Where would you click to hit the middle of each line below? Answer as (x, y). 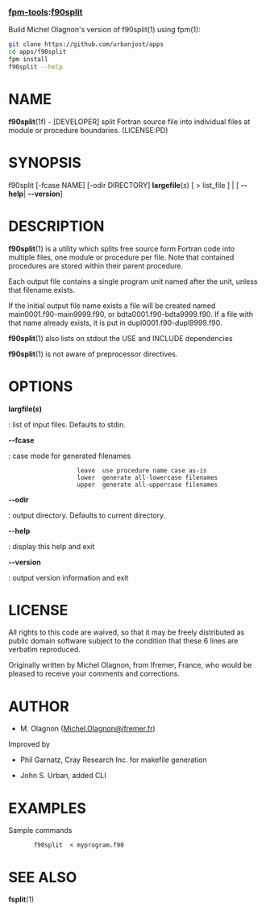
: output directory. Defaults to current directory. (87, 515)
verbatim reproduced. (44, 650)
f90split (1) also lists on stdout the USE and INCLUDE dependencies (121, 338)
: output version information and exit (69, 577)
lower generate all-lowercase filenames (148, 477)
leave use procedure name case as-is (142, 470)
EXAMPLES (47, 808)
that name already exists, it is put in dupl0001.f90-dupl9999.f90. (116, 323)
